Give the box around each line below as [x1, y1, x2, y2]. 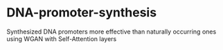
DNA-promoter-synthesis [6, 5, 157, 21]
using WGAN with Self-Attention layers [6, 34, 117, 42]
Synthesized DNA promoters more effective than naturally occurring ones [6, 27, 217, 36]
